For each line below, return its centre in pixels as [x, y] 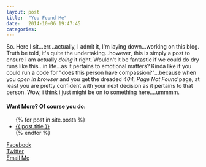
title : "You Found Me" [37, 18]
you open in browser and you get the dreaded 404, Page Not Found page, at [103, 79]
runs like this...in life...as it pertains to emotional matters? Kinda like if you [99, 66]
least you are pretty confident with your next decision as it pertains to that [100, 86]
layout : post [23, 12]
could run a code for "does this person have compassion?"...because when [101, 73]
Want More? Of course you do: [46, 106]
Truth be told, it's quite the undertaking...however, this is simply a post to [98, 53]
